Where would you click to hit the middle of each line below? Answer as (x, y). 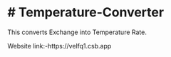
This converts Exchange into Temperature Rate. (77, 32)
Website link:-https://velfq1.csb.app (59, 46)
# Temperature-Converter (86, 12)
